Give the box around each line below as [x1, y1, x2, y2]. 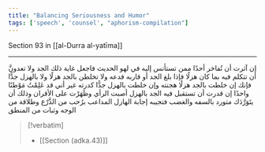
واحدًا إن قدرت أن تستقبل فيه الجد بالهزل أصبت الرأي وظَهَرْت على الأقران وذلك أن [8, 88, 250, 98]
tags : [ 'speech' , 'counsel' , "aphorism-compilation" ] [8, 19, 189, 27]
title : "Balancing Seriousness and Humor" [8, 11, 150, 20]
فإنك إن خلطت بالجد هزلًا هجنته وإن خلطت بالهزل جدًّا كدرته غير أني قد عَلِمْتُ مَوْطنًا [8, 80, 252, 89]
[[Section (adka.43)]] [39, 135, 108, 145]
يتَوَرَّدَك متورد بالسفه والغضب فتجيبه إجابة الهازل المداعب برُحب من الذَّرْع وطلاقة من [8, 96, 254, 106]
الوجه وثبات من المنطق [8, 105, 77, 114]
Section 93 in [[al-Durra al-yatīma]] [8, 40, 123, 50]
